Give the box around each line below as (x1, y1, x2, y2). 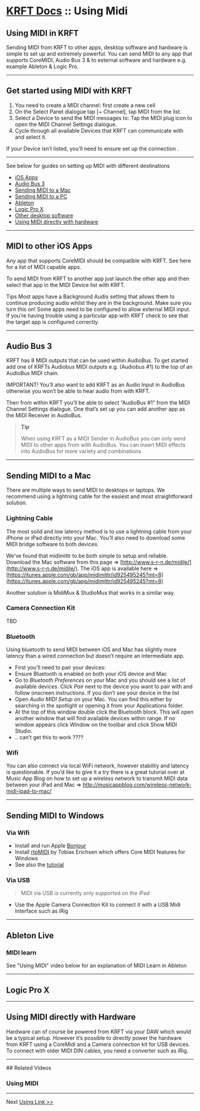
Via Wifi (6, 828, 30, 837)
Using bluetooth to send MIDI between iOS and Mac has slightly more (6, 646, 177, 653)
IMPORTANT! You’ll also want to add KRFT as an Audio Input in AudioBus (6, 381, 185, 388)
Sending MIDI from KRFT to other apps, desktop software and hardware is (6, 44, 188, 51)
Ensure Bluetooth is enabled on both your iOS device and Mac (14, 671, 167, 678)
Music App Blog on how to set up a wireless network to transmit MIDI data (6, 775, 188, 782)
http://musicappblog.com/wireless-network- (82, 781, 192, 788)
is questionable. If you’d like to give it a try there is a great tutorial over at (6, 769, 185, 776)
